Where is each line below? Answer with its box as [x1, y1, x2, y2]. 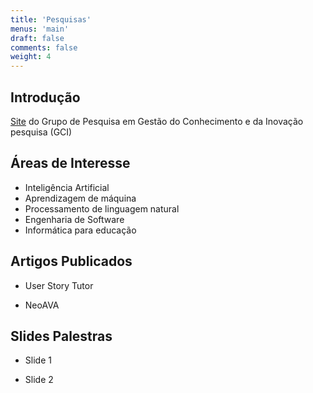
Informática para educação [24, 224, 137, 236]
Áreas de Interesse [10, 155, 131, 172]
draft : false [10, 33, 65, 43]
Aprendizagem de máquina [24, 192, 137, 204]
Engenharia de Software [24, 213, 125, 225]
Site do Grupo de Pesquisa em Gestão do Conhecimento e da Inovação [10, 115, 304, 127]
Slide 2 [24, 374, 54, 386]
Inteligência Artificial [24, 181, 110, 193]
